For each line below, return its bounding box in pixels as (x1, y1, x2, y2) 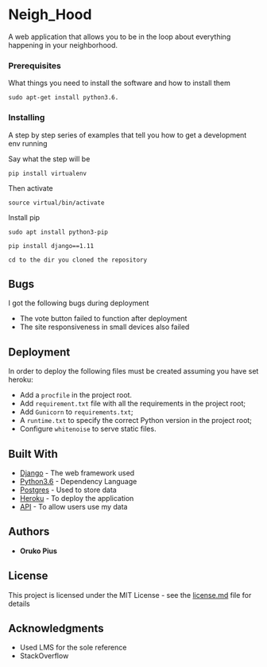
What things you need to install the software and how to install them (8, 78, 230, 88)
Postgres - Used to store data (19, 485, 117, 494)
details (8, 599, 30, 608)
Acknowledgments (8, 622, 105, 635)
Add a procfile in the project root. (19, 390, 133, 400)
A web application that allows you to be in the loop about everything (8, 32, 231, 41)
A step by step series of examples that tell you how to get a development (8, 130, 247, 140)
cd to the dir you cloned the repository (8, 256, 148, 264)
